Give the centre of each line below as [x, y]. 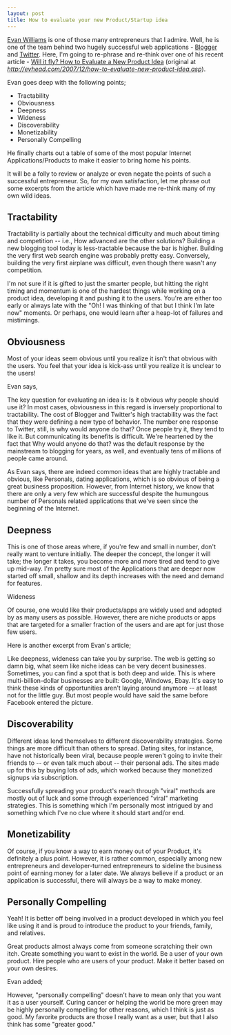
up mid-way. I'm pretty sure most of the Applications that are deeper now [111, 568]
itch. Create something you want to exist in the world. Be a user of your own [115, 954]
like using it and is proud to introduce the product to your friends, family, [110, 926]
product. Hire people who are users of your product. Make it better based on [116, 961]
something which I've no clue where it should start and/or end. [96, 812]
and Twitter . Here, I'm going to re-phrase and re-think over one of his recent [115, 54]
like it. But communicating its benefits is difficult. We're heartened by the [110, 437]
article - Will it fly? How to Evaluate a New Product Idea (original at [102, 61]
